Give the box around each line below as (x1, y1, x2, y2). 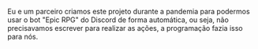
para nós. (7, 32, 39, 41)
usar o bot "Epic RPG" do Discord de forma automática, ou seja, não (7, 15, 230, 24)
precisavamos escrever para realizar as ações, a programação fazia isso (7, 24, 243, 32)
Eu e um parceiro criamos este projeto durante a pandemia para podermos (7, 7, 250, 16)
